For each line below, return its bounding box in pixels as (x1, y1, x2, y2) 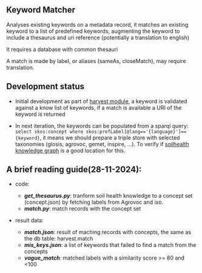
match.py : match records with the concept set (24, 205, 141, 212)
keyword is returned (15, 110, 66, 118)
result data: (15, 217, 44, 224)
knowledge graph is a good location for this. (15, 147, 126, 154)
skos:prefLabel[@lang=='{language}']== (86, 129, 187, 135)
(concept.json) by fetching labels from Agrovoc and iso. (24, 198, 164, 206)
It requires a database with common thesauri (6, 45, 118, 53)
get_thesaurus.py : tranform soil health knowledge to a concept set (24, 192, 193, 200)
